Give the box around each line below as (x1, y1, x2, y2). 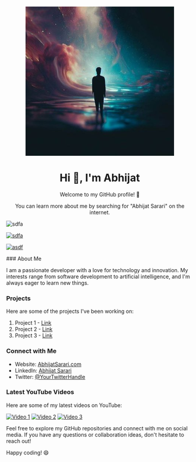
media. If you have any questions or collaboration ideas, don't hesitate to (6, 431, 184, 438)
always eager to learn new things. (6, 279, 89, 287)
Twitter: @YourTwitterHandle (14, 373, 86, 380)
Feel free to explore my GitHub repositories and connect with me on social (6, 424, 188, 432)
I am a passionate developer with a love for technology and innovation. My (6, 266, 188, 273)
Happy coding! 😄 (6, 449, 49, 456)
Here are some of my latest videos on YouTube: (6, 401, 122, 409)
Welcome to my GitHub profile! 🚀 (59, 190, 140, 198)
